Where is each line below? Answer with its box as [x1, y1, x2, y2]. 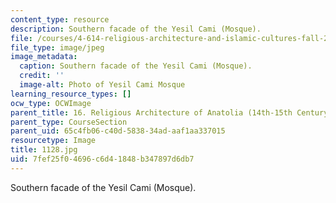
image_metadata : [10, 52, 78, 62]
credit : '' [19, 71, 65, 81]
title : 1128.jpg [10, 145, 78, 155]
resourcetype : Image [10, 136, 97, 146]
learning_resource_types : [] [10, 89, 132, 99]
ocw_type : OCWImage [10, 98, 92, 108]
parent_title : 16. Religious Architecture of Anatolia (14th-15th [10, 107, 293, 118]
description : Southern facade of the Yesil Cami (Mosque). [10, 24, 262, 34]
